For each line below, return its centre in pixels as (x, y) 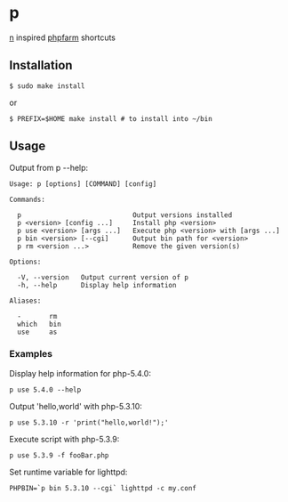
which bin (40, 324)
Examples (31, 354)
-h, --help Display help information (97, 285)
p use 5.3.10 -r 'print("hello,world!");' (89, 422)
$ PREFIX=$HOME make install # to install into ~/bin (111, 118)
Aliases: (25, 301)
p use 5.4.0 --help (45, 390)
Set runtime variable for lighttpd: (68, 472)
